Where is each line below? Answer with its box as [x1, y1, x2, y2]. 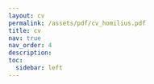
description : [8, 49, 52, 57]
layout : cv [8, 11, 45, 20]
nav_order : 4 [8, 42, 52, 50]
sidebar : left [15, 64, 63, 72]
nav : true [8, 34, 42, 42]
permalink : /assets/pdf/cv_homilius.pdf [8, 19, 147, 27]
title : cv [8, 26, 42, 34]
